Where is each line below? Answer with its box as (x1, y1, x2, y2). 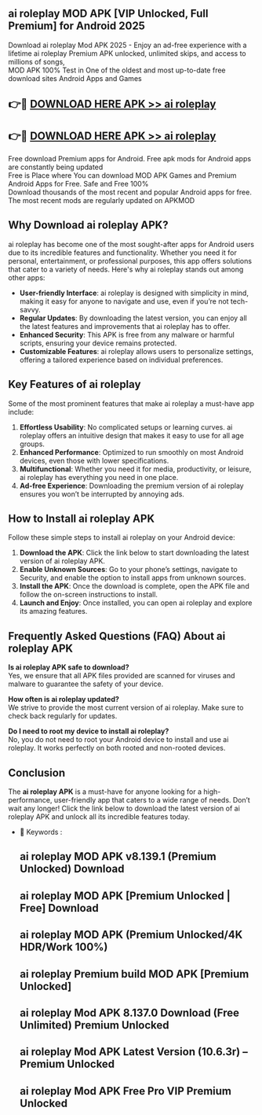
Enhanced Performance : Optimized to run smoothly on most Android (19, 447, 244, 456)
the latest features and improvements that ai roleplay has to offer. (19, 321, 231, 330)
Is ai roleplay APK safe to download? (8, 663, 129, 672)
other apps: (8, 272, 45, 282)
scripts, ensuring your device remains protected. (19, 338, 177, 348)
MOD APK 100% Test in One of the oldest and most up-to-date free (8, 65, 226, 75)
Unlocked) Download (19, 862, 125, 876)
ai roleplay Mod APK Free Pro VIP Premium (19, 1084, 232, 1098)
